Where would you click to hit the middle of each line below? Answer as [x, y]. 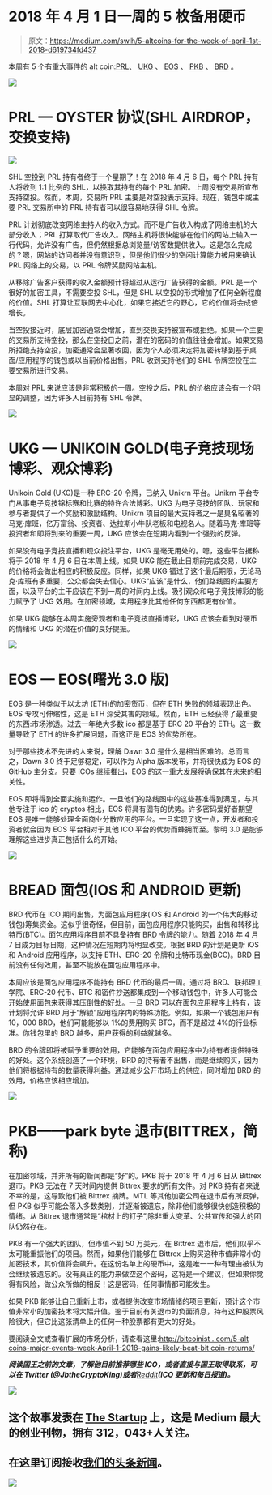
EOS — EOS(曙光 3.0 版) [89, 679]
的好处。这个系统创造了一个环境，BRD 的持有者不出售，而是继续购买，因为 [134, 1060]
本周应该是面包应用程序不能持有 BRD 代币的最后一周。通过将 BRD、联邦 [129, 982]
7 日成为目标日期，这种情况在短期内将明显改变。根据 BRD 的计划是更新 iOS [134, 944]
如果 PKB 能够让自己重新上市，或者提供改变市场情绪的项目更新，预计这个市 [134, 1301]
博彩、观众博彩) [61, 469]
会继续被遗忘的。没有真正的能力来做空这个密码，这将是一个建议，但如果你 [132, 1274]
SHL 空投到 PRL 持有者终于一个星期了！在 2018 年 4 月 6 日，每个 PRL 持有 [134, 177]
